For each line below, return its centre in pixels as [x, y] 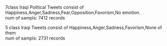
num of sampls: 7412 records [35, 18]
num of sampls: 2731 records [35, 38]
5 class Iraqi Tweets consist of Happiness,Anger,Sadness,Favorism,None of [84, 27]
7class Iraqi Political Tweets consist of [45, 7]
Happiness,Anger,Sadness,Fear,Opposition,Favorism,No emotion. [73, 12]
